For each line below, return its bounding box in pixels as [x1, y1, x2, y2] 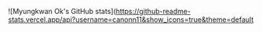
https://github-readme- [115, 7, 191, 16]
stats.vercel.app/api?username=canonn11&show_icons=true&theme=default [8, 15, 254, 24]
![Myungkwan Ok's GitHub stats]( [8, 7, 116, 16]
